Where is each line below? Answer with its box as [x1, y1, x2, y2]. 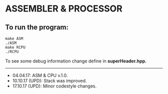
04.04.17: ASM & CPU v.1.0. [12, 72, 68, 78]
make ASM [5, 36, 23, 41]
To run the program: [5, 23, 69, 31]
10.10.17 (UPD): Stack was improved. [12, 78, 87, 83]
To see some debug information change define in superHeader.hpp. [5, 58, 146, 64]
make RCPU [5, 45, 26, 50]
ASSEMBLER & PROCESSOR [5, 3, 122, 14]
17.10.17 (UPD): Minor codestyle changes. [12, 83, 96, 89]
